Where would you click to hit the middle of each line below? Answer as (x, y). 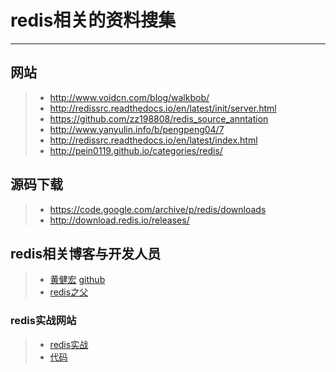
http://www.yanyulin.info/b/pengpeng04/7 (137, 129)
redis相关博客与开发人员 (86, 253)
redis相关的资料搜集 (93, 20)
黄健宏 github (77, 280)
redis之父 (69, 292)
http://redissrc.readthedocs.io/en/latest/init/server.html (163, 108)
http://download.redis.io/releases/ (119, 220)
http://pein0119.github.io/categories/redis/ (136, 150)
